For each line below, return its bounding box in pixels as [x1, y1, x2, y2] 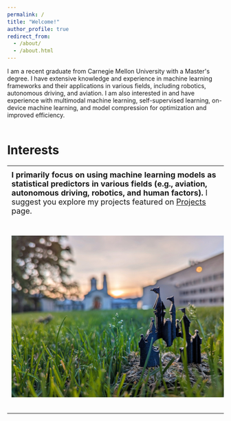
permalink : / [7, 11, 45, 18]
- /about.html [13, 47, 54, 54]
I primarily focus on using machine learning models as [11, 169, 217, 180]
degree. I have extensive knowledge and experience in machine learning [7, 74, 212, 83]
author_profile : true [7, 25, 69, 32]
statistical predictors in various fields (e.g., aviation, [11, 179, 208, 188]
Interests [7, 142, 60, 158]
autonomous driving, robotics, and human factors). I [11, 188, 208, 197]
